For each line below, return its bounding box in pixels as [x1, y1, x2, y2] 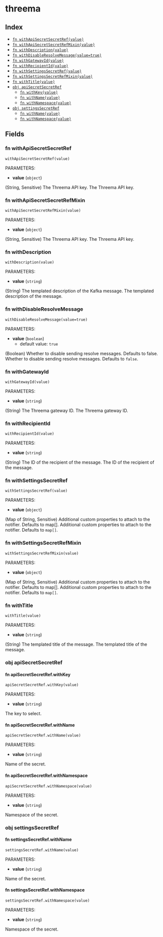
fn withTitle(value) [12, 79, 55, 84]
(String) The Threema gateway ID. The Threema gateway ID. [5, 407, 128, 413]
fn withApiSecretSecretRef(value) [12, 37, 84, 42]
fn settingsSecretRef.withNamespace [5, 887, 85, 893]
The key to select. [5, 711, 42, 717]
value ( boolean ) [12, 335, 45, 342]
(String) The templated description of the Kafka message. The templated [5, 288, 154, 294]
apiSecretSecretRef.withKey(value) [5, 683, 79, 688]
